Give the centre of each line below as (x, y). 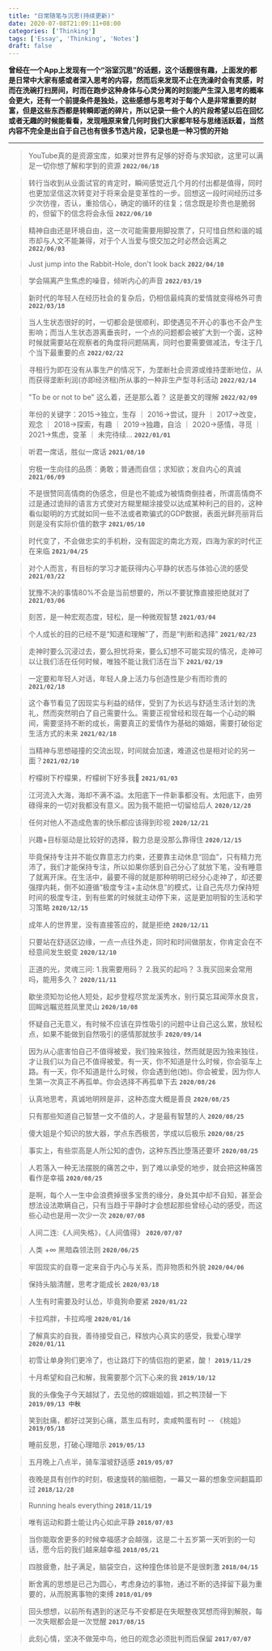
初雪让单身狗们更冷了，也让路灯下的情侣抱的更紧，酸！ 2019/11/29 (140, 1360)
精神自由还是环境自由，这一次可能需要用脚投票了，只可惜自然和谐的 (142, 231)
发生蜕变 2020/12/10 (83, 952)
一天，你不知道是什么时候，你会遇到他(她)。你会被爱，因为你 (152, 1072)
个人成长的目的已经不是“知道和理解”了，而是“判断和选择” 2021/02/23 (142, 634)
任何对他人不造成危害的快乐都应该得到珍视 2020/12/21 (118, 822)
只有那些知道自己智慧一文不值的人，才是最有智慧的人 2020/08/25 (136, 1116)
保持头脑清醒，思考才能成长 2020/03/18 (93, 1284)
